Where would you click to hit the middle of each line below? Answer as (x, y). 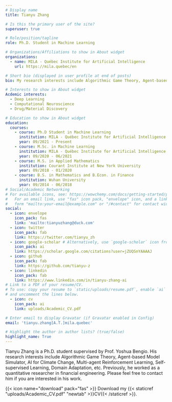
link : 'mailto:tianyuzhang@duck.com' (55, 223)
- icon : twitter (27, 228)
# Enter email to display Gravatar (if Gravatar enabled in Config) (80, 318)
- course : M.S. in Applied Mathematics (57, 161)
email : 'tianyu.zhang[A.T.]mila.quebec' (49, 323)
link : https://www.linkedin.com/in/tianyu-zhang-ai (71, 280)
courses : (19, 128)
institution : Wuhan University (52, 180)
